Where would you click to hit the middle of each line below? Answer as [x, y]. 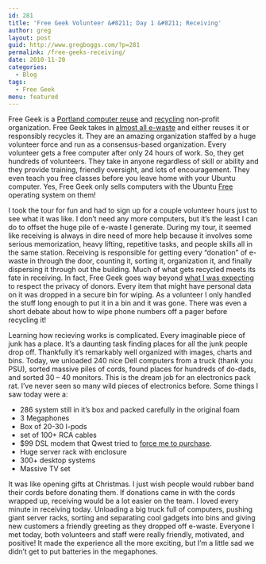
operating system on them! [52, 195]
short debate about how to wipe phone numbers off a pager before [118, 312]
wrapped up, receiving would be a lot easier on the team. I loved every [123, 501]
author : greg [30, 30]
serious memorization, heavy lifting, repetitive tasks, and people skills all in [130, 244]
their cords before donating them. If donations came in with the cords [122, 493]
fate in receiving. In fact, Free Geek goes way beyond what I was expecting [131, 278]
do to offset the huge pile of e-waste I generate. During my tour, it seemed [130, 228]
